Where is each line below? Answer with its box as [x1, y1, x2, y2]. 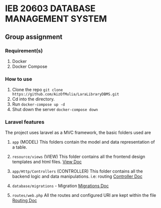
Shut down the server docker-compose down [12, 107, 98, 113]
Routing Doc [12, 198, 37, 204]
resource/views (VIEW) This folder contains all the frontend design [12, 154, 145, 160]
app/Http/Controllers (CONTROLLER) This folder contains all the [12, 169, 143, 174]
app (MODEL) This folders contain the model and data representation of [12, 139, 155, 145]
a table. [12, 144, 28, 150]
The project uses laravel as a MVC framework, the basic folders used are [5, 130, 151, 135]
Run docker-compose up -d [12, 101, 65, 107]
